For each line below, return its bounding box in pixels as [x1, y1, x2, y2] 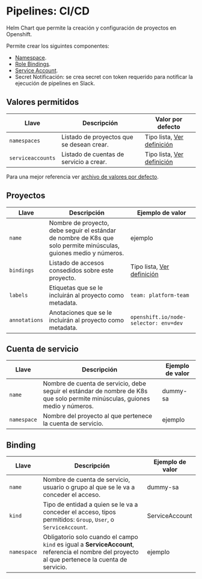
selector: [130, 320, 159, 326]
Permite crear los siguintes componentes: [6, 42, 109, 49]
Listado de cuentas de [61, 150, 124, 158]
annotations [9, 317, 44, 323]
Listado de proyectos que [61, 133, 133, 141]
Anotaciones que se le [49, 308, 112, 317]
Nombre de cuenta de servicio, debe [43, 379, 146, 388]
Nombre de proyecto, [49, 218, 109, 227]
